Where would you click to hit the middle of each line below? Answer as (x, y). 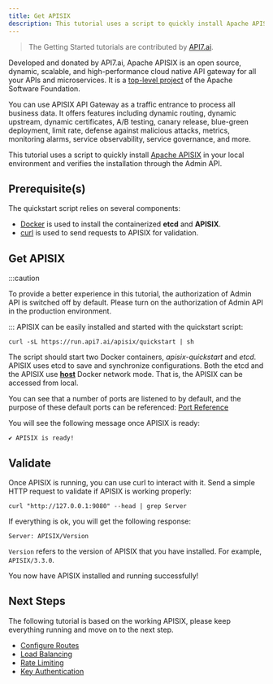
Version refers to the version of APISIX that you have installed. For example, (135, 551)
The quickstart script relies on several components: (95, 208)
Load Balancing (46, 654)
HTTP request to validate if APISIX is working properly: (100, 491)
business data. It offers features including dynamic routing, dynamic (123, 113)
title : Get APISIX (39, 16)
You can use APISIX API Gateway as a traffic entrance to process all (122, 104)
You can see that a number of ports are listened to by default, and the (125, 399)
